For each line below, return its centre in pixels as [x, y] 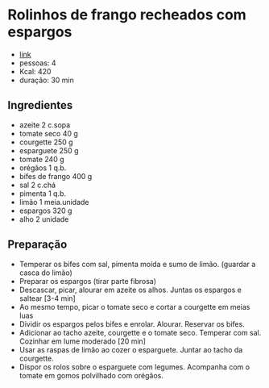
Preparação [37, 245]
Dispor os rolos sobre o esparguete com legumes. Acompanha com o [134, 367]
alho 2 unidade [44, 219]
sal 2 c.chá [37, 185]
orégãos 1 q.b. [43, 168]
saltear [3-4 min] [47, 298]
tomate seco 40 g [48, 133]
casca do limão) [46, 273]
